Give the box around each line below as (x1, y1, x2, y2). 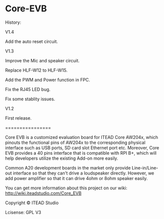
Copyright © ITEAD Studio (5, 200, 59, 206)
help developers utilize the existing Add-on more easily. (5, 155, 119, 161)
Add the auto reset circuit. (5, 38, 58, 44)
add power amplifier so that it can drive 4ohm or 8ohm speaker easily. (5, 175, 148, 181)
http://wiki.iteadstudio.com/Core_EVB (5, 190, 82, 196)
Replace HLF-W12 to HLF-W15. (5, 67, 68, 73)
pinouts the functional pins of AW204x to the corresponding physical (5, 139, 146, 145)
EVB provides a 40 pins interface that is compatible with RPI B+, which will (5, 150, 157, 156)
